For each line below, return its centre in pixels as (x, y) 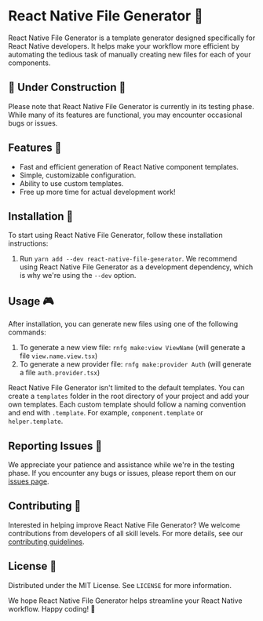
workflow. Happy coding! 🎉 (52, 608)
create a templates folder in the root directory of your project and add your (129, 396)
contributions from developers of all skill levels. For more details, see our (126, 533)
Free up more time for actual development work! (97, 192)
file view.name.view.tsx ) (58, 356)
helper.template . (36, 421)
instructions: (28, 243)
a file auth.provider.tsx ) (60, 373)
